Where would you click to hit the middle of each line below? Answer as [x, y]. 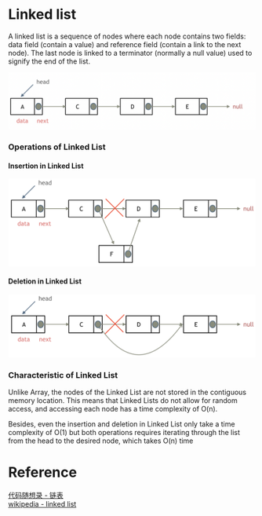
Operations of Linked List [57, 147]
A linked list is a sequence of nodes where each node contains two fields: [127, 36]
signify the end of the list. [49, 61]
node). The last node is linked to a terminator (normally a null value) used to [130, 53]
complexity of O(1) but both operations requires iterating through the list [124, 432]
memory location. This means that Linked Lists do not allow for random [123, 400]
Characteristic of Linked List [63, 375]
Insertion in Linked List [46, 166]
